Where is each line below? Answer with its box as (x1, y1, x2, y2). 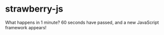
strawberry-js (5, 3, 63, 15)
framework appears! (5, 24, 47, 30)
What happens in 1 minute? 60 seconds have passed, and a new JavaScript (5, 19, 160, 25)
